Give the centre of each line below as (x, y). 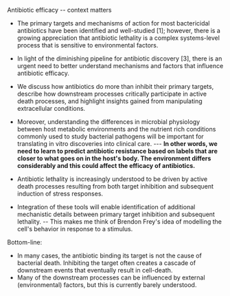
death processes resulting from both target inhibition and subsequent (115, 186)
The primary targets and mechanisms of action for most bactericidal (113, 23)
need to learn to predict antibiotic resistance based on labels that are (117, 151)
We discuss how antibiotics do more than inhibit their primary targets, (115, 86)
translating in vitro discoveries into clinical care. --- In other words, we (117, 144)
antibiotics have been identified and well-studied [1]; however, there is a (119, 31)
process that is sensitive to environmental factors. (88, 45)
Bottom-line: (25, 242)
